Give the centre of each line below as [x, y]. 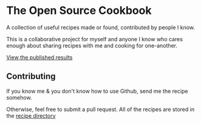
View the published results [39, 57]
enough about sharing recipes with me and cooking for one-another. [92, 46]
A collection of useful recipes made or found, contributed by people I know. [101, 27]
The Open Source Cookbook [79, 11]
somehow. [19, 97]
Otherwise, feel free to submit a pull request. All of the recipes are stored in [101, 109]
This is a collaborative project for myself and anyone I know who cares [95, 39]
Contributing [31, 76]
